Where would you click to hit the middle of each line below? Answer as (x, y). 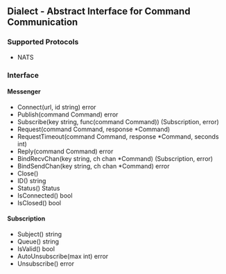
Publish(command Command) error (68, 114)
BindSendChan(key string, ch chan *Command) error (93, 166)
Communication (43, 23)
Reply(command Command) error (65, 151)
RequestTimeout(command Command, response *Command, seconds (118, 136)
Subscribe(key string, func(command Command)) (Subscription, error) (118, 121)
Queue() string (38, 241)
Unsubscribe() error (46, 264)
